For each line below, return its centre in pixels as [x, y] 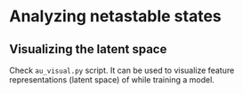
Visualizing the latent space [88, 49]
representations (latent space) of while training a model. [112, 80]
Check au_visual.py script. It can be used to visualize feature [122, 70]
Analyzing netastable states [116, 16]
